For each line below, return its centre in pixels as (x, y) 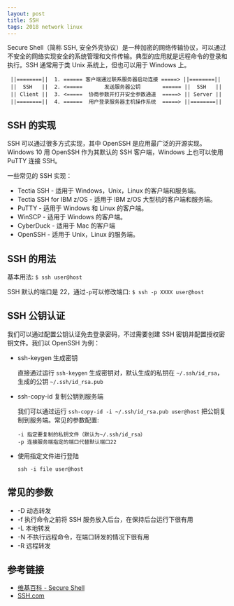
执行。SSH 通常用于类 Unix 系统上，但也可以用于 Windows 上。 (99, 65)
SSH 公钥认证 (36, 316)
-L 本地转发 (34, 528)
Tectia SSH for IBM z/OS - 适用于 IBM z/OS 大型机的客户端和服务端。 (117, 200)
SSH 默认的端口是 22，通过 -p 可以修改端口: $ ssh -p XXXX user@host (106, 292)
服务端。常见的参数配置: (64, 420)
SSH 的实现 (32, 125)
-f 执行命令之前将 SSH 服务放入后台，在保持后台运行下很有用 (105, 519)
